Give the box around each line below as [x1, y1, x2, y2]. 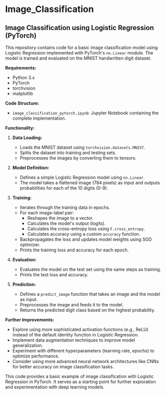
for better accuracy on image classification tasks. [12, 364, 114, 369]
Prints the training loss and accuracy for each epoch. [19, 247, 129, 253]
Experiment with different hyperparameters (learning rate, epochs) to [12, 348, 155, 353]
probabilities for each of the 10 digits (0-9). [19, 185, 108, 191]
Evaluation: [12, 257, 37, 262]
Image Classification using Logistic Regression [5, 24, 154, 32]
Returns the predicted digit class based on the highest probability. [19, 307, 156, 313]
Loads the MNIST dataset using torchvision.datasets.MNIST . [19, 144, 146, 150]
